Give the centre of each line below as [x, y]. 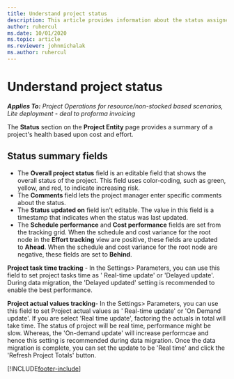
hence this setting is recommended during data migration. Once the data [111, 340]
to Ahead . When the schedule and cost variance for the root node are [117, 247]
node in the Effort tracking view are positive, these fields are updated [117, 239]
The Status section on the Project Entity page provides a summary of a [110, 127]
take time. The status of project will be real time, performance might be [109, 325]
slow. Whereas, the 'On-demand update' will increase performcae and [108, 333]
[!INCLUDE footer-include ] [44, 369]
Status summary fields [57, 156]
